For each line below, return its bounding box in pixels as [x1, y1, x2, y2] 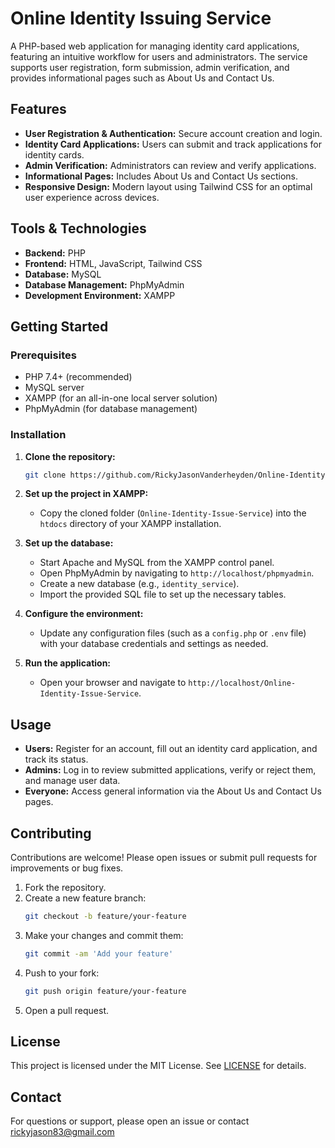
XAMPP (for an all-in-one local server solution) [24, 392, 218, 404]
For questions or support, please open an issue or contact [10, 1115, 250, 1127]
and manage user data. [24, 775, 121, 787]
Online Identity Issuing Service [10, 7, 272, 30]
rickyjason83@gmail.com [10, 1126, 115, 1138]
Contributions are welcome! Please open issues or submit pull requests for [10, 852, 318, 864]
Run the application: [24, 657, 112, 669]
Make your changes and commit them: [24, 929, 184, 941]
